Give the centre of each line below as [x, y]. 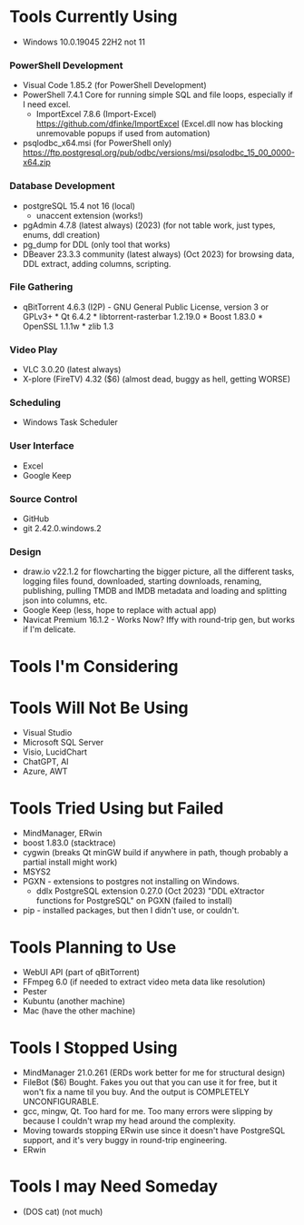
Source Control [44, 499]
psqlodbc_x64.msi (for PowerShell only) [97, 143]
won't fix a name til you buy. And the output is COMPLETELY [136, 1092]
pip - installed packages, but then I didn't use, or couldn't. [131, 911]
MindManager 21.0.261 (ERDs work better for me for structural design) [154, 1072]
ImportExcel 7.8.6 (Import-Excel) [96, 114]
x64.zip [37, 163]
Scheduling [35, 403]
